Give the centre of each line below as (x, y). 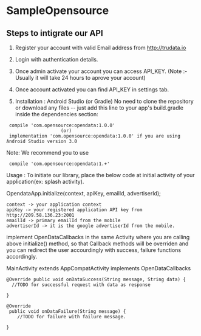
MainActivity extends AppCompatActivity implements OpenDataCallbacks (99, 268)
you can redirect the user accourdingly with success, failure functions (94, 250)
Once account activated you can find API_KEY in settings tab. (92, 89)
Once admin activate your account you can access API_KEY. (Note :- (101, 71)
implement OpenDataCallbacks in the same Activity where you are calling (98, 237)
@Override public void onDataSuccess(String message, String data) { (96, 279)
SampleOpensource (58, 11)
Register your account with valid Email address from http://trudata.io (101, 47)
